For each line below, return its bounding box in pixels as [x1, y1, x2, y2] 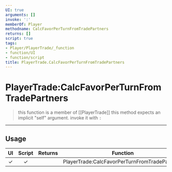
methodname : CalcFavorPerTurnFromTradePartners [5, 27, 109, 32]
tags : [5, 41, 17, 46]
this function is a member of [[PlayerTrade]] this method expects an [17, 109, 161, 115]
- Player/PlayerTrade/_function [5, 45, 74, 51]
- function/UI [5, 50, 36, 55]
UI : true [5, 7, 24, 13]
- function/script [5, 55, 45, 60]
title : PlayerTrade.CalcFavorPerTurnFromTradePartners [5, 60, 125, 65]
